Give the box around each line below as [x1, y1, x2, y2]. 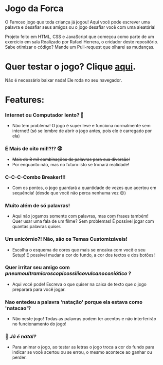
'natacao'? [5, 305, 31, 311]
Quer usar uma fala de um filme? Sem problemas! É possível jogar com [12, 218, 154, 224]
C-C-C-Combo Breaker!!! [5, 173, 66, 180]
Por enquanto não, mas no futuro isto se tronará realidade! [12, 161, 130, 167]
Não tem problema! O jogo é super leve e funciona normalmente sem [12, 123, 151, 129]
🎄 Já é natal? [5, 333, 36, 340]
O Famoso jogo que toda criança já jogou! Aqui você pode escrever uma [5, 19, 150, 25]
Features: [5, 95, 45, 105]
